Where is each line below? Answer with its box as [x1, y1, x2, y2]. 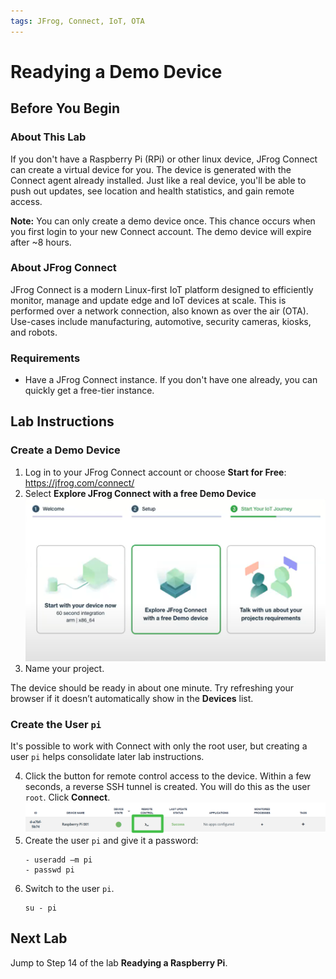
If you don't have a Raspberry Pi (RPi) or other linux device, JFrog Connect [10, 153, 318, 165]
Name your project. [24, 662, 105, 674]
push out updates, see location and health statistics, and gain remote [10, 185, 295, 197]
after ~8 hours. [10, 236, 72, 248]
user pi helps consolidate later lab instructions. [10, 751, 205, 763]
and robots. [10, 326, 58, 338]
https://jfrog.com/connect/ [24, 476, 135, 489]
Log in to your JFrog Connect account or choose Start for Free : [24, 466, 287, 478]
